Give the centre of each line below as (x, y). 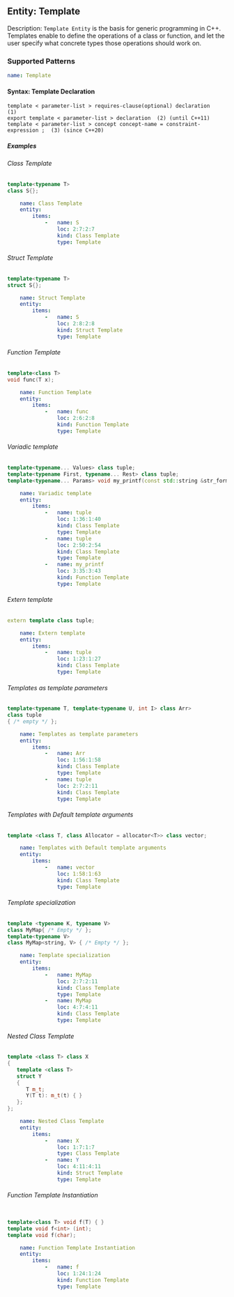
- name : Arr (65, 754)
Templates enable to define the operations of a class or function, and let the (116, 36)
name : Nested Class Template (62, 1121)
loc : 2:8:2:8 (76, 324)
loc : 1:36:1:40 (79, 519)
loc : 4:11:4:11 (79, 1167)
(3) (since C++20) (78, 131)
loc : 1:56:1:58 (79, 760)
